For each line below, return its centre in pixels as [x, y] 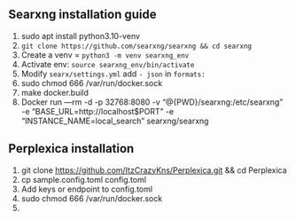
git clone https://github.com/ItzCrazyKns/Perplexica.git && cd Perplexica [154, 170]
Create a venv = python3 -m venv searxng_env [105, 55]
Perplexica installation [71, 149]
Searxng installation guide [82, 15]
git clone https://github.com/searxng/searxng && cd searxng [136, 46]
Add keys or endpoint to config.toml [86, 189]
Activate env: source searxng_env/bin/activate [108, 64]
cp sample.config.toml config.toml [84, 179]
